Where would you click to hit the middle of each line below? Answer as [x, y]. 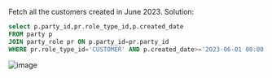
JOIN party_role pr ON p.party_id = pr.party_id [89, 41]
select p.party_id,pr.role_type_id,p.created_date [96, 27]
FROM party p [31, 34]
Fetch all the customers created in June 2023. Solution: [101, 12]
